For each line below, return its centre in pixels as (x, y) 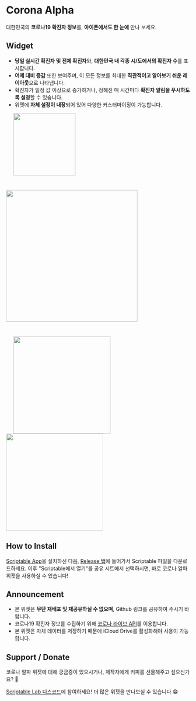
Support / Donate (38, 657)
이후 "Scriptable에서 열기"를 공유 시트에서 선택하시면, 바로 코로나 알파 (108, 568)
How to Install (32, 546)
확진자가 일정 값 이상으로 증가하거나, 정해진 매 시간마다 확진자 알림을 (92, 90)
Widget (20, 46)
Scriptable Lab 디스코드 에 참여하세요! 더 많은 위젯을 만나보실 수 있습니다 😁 (92, 692)
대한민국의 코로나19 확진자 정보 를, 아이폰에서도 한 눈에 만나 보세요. (81, 27)
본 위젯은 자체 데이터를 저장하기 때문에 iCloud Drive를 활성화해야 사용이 (96, 631)
